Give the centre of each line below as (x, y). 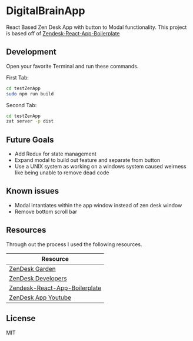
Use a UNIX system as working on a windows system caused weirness (100, 167)
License (21, 318)
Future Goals (30, 140)
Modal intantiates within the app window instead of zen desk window (98, 205)
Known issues (33, 191)
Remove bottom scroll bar (46, 211)
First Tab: (18, 77)
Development (31, 52)
